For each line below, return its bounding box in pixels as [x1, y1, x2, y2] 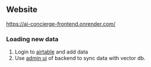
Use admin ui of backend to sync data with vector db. [14, 55, 146, 62]
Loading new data [6, 35, 59, 43]
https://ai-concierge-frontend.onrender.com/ [6, 20, 116, 27]
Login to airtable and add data [14, 48, 88, 55]
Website [6, 5, 37, 15]
